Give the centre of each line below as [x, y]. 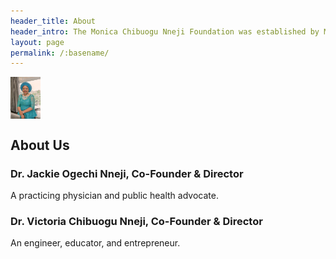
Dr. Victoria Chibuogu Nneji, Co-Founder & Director [136, 222]
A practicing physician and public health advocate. [114, 196]
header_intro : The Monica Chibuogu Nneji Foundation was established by [165, 31]
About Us [40, 145]
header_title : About [53, 21]
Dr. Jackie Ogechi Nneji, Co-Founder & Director [127, 173]
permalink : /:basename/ [60, 53]
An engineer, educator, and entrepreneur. [95, 243]
